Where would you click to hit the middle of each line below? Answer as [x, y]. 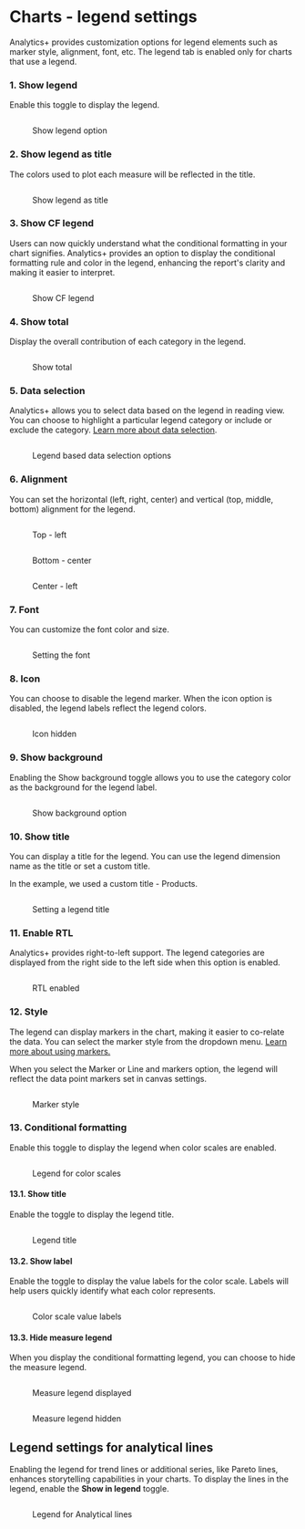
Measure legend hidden [76, 1419]
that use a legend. [43, 61]
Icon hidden [55, 734]
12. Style [29, 1012]
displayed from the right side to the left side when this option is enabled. [145, 962]
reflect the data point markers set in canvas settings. [108, 1078]
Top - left [50, 535]
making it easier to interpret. [62, 272]
